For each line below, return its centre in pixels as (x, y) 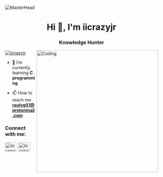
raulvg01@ (23, 105)
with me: (16, 134)
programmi (24, 78)
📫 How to (22, 93)
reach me (22, 100)
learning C (22, 73)
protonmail (23, 110)
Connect (15, 128)
